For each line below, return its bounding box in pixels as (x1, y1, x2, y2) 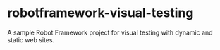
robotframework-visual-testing (7, 5, 194, 21)
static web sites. (7, 35, 55, 44)
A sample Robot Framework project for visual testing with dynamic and (7, 28, 213, 37)
